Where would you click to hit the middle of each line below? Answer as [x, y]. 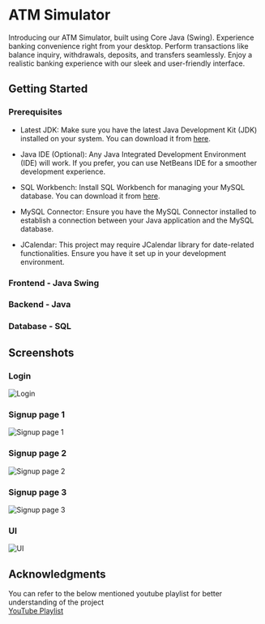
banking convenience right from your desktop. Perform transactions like [128, 45]
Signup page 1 [37, 414]
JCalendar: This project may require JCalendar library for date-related [137, 245]
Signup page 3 [38, 492]
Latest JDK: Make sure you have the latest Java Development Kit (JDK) [139, 130]
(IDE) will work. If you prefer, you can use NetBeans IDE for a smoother [139, 162]
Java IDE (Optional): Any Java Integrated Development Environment [133, 154]
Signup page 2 [38, 453]
